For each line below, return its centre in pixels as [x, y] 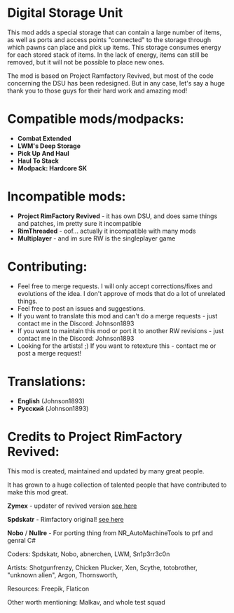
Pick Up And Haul [43, 153]
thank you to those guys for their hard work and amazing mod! [97, 90]
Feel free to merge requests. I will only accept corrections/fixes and [115, 286]
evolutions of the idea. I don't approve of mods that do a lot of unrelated [121, 293]
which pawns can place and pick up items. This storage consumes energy [114, 47]
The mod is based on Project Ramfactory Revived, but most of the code [110, 76]
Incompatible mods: [67, 197]
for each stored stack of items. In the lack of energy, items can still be [108, 55]
